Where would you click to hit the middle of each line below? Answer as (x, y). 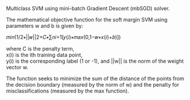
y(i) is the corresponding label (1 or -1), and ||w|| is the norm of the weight (95, 61)
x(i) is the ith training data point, (44, 55)
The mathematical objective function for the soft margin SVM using (87, 19)
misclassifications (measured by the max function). (68, 91)
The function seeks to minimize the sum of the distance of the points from (95, 78)
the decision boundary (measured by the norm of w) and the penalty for (93, 85)
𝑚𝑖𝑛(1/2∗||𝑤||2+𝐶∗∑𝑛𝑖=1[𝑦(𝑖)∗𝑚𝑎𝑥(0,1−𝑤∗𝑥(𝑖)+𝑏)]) (63, 37)
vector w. (17, 67)
